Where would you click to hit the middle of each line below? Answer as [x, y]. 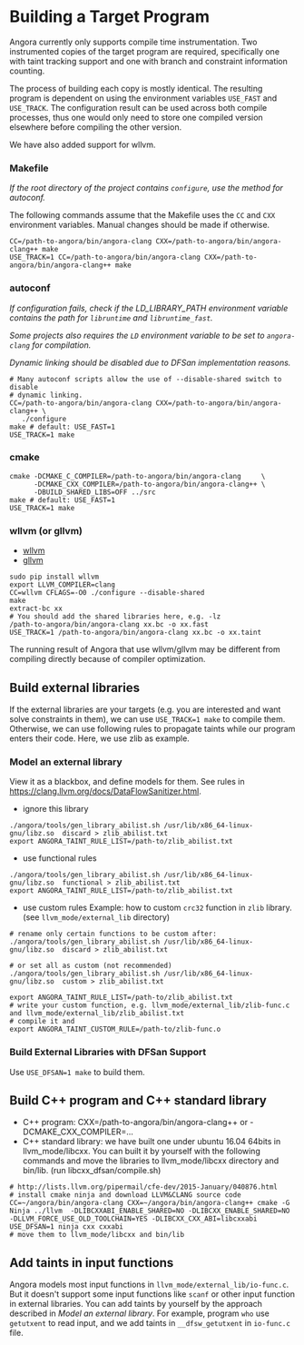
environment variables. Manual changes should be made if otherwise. [140, 225]
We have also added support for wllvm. [83, 144]
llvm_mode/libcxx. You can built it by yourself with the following [141, 1152]
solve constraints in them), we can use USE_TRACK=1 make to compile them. [147, 718]
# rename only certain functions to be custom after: [113, 934]
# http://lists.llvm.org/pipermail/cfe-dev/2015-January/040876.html [144, 1187]
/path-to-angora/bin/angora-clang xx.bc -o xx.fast [109, 625]
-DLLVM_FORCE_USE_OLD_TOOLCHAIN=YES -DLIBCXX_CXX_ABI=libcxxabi [133, 1219]
